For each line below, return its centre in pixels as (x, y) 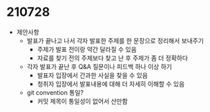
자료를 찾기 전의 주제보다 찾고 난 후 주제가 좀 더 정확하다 (112, 58)
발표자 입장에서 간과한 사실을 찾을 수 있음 (92, 75)
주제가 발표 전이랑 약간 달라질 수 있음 (87, 49)
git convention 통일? (55, 92)
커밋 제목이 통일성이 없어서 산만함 (83, 101)
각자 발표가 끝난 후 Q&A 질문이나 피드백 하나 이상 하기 (99, 66)
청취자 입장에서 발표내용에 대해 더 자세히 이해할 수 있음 (111, 84)
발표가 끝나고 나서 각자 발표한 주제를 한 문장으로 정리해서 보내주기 (115, 40)
